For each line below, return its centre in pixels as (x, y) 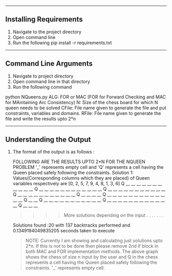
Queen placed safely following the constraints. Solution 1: (73, 173)
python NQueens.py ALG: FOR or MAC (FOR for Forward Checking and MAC (86, 97)
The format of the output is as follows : (53, 152)
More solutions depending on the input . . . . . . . (114, 215)
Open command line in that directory (51, 81)
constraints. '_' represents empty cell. (65, 268)
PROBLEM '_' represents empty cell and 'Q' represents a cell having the (88, 167)
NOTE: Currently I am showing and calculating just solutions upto (94, 241)
